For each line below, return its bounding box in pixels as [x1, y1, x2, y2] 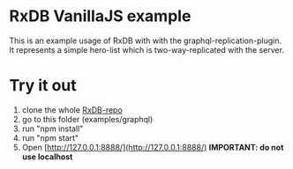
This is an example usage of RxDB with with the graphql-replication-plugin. [9, 35, 282, 46]
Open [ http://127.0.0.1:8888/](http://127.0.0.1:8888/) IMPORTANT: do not [21, 142, 284, 152]
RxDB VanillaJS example [9, 6, 192, 26]
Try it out [9, 76, 77, 96]
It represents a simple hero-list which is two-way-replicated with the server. [9, 44, 285, 55]
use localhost [21, 151, 73, 162]
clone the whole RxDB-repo [21, 104, 124, 115]
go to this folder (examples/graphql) [21, 114, 154, 124]
